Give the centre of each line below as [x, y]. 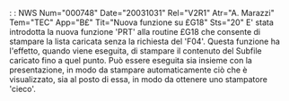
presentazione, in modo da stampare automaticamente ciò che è [128, 70]
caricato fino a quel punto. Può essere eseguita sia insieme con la [131, 60]
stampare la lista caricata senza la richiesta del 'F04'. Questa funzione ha [145, 41]
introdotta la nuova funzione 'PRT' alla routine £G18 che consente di [135, 32]
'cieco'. [22, 89]
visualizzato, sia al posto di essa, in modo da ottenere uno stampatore [138, 79]
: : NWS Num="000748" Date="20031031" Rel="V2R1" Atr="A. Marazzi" [142, 13]
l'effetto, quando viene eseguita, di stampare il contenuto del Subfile [136, 51]
